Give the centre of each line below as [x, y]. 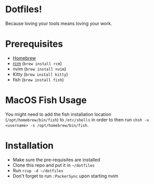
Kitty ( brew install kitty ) [40, 74]
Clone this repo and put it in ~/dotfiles [54, 165]
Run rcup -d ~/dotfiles [38, 170]
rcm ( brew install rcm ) [37, 63]
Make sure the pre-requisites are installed [56, 160]
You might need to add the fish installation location [58, 114]
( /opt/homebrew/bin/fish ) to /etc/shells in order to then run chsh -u [77, 119]
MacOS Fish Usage [46, 100]
